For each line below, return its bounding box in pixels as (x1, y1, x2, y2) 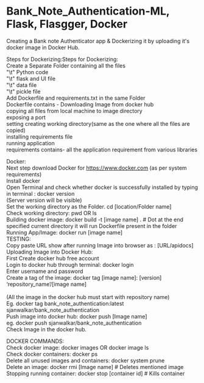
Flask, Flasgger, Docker (6, 17, 128, 31)
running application (6, 139, 55, 147)
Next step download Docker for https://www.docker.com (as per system (6, 164, 187, 171)
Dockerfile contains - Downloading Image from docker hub (6, 100, 154, 108)
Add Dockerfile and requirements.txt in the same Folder (6, 94, 146, 102)
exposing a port (6, 114, 46, 121)
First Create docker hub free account (6, 254, 99, 262)
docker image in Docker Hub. (6, 44, 80, 51)
